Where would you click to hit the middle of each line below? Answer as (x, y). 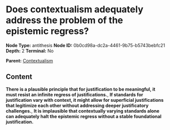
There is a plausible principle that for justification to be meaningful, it (81, 89)
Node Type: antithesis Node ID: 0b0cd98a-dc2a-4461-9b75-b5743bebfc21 (86, 45)
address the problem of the (65, 20)
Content (19, 77)
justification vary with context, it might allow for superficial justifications (85, 100)
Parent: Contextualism (29, 60)
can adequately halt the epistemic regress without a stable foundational (84, 116)
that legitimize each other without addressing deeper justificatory (77, 105)
